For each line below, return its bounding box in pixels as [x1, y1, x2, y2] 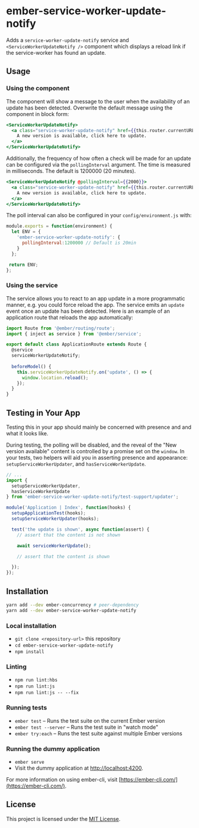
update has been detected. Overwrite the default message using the [6, 104, 173, 111]
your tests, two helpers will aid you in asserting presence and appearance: [6, 454, 188, 461]
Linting [6, 663, 27, 671]
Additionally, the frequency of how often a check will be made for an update [6, 155, 191, 162]
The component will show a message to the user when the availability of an [6, 98, 190, 105]
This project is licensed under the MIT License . [6, 815, 121, 822]
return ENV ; [8, 262, 38, 268]
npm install [14, 649, 44, 655]
